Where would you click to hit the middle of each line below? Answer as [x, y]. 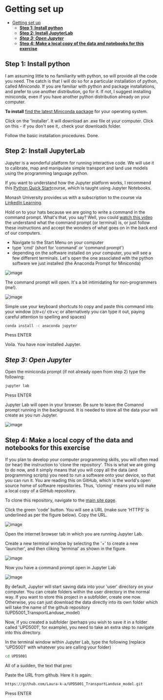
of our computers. [23, 233]
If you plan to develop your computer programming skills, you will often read [82, 459]
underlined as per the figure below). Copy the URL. [56, 515]
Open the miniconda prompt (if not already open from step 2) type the [75, 372]
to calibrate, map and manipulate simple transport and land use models [76, 168]
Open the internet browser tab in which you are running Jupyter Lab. [74, 534]
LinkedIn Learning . [24, 202]
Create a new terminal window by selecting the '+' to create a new [72, 543]
